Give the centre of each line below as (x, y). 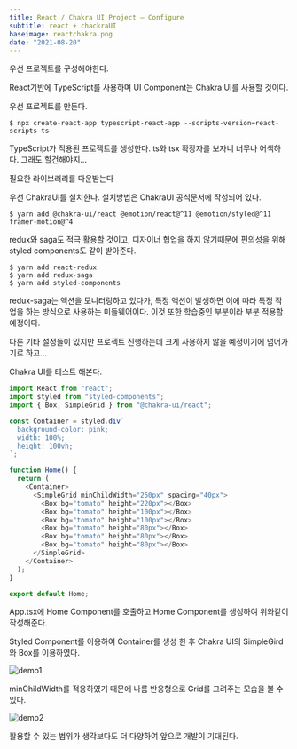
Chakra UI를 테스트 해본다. (56, 372)
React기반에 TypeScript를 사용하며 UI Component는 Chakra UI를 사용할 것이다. (149, 88)
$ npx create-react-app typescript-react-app (94, 124)
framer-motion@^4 (41, 222)
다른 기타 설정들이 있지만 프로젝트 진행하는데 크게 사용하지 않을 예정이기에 (137, 342)
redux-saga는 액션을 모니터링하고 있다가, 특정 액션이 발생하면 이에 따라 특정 (141, 301)
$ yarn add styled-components (65, 283)
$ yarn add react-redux (53, 267)
